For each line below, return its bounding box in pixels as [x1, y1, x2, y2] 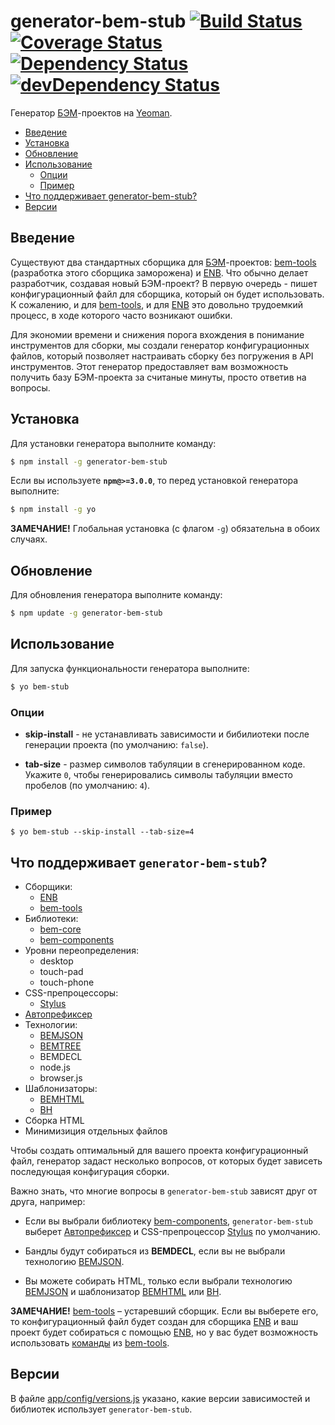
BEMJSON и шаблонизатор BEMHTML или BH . [24, 1286, 222, 1298]
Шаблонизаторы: [24, 1083, 98, 1095]
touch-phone [39, 976, 95, 989]
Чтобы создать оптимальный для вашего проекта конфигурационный [10, 1145, 309, 1157]
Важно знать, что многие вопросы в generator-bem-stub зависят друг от [10, 1185, 318, 1197]
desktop [39, 955, 74, 967]
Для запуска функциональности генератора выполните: [10, 662, 250, 674]
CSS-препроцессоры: [24, 987, 119, 999]
